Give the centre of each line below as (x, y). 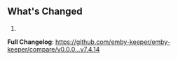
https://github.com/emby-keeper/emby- (112, 42)
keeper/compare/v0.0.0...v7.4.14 (54, 49)
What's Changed (45, 12)
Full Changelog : (30, 42)
